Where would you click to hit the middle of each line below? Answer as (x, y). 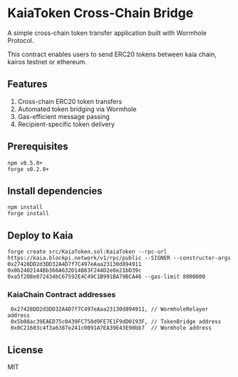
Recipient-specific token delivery (66, 124)
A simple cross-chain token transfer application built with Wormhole (107, 33)
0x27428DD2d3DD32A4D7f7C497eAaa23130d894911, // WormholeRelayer (109, 309)
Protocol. (21, 40)
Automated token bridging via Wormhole (77, 109)
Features (27, 84)
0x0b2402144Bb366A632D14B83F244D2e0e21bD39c (74, 271)
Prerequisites (38, 146)
